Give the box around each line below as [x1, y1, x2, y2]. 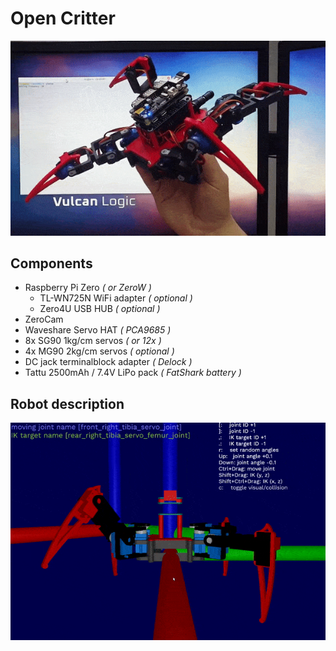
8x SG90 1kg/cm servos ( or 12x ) [24, 335, 162, 347]
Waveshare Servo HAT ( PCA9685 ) [24, 324, 172, 336]
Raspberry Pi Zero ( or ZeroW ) [24, 282, 152, 294]
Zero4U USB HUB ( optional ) [39, 303, 161, 315]
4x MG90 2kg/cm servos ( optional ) [24, 345, 175, 357]
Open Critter [10, 7, 116, 30]
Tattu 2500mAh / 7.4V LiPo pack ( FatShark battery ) [24, 367, 242, 379]
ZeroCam [24, 313, 64, 326]
